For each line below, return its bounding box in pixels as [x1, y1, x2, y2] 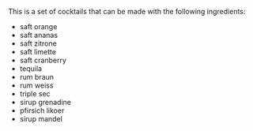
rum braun [19, 73, 54, 81]
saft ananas [19, 31, 58, 39]
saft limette [19, 47, 57, 56]
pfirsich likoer [19, 106, 65, 115]
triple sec [19, 89, 51, 98]
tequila [19, 64, 42, 73]
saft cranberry [19, 55, 67, 65]
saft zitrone [19, 39, 57, 48]
